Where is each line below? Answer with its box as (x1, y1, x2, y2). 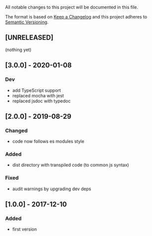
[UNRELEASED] (5, 33, 53, 42)
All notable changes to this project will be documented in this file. (5, 4, 139, 10)
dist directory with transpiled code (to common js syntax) (12, 162, 129, 168)
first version (12, 226, 37, 233)
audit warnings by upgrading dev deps (12, 186, 92, 192)
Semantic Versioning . (5, 19, 49, 25)
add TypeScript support (12, 87, 61, 93)
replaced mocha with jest (12, 92, 64, 98)
